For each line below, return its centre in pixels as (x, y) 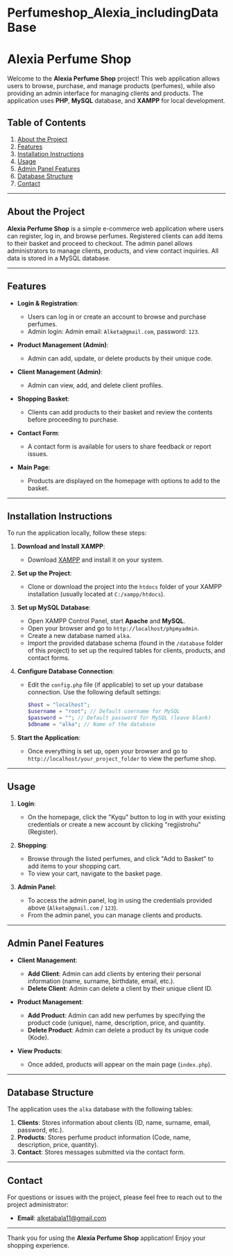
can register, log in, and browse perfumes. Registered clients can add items (115, 236)
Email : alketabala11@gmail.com (62, 1218)
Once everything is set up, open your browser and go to (107, 751)
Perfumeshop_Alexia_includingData (113, 13)
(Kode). (38, 1037)
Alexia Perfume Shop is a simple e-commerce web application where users (115, 228)
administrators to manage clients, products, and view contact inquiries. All (113, 251)
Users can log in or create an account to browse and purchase (117, 317)
